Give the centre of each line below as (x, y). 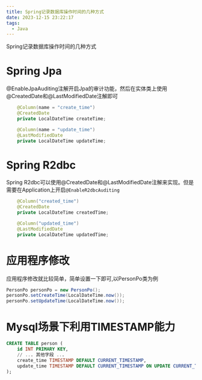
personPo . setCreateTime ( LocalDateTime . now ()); (66, 296)
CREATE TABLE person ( (35, 344)
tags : (13, 23)
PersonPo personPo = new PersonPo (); (54, 290)
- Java (20, 29)
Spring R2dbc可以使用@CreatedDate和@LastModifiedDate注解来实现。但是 (100, 182)
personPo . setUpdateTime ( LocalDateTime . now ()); (66, 301)
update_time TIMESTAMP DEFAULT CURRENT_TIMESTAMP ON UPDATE (94, 366)
